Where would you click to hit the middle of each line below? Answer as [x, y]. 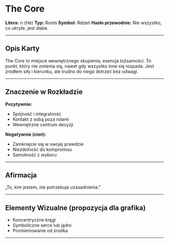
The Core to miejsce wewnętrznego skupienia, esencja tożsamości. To [78, 60]
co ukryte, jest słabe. [27, 28]
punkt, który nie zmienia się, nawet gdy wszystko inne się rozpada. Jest [80, 66]
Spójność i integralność [37, 114]
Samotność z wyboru [34, 154]
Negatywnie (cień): [26, 134]
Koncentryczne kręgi [34, 220]
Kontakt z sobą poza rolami [41, 119]
